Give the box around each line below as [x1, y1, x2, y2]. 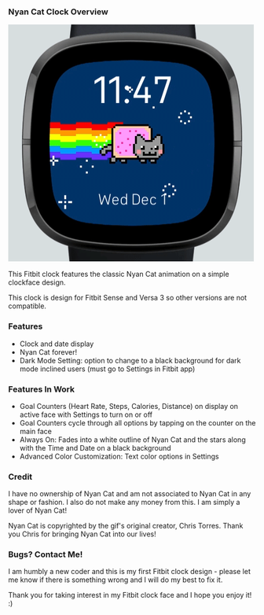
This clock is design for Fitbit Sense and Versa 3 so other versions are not [8, 293, 247, 303]
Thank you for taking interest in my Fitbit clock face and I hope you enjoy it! [8, 591, 252, 600]
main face [19, 426, 53, 436]
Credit [8, 471, 33, 482]
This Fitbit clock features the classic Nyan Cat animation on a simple [8, 270, 229, 279]
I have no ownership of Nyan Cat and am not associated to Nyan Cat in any [8, 489, 251, 499]
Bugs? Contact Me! [8, 549, 83, 560]
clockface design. [8, 278, 66, 287]
